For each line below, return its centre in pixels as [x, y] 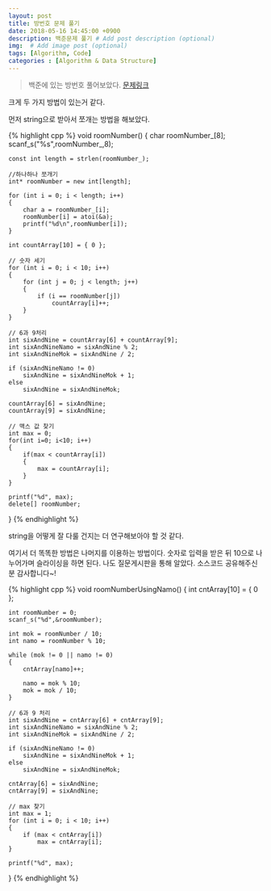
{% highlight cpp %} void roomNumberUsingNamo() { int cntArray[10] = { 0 [133, 589]
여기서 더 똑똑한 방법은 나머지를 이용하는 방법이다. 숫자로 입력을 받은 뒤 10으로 [131, 553]
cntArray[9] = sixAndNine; [54, 791]
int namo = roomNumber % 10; [57, 641]
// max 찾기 [27, 806]
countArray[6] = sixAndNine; [57, 403]
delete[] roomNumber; [45, 504]
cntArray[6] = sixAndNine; [54, 784]
